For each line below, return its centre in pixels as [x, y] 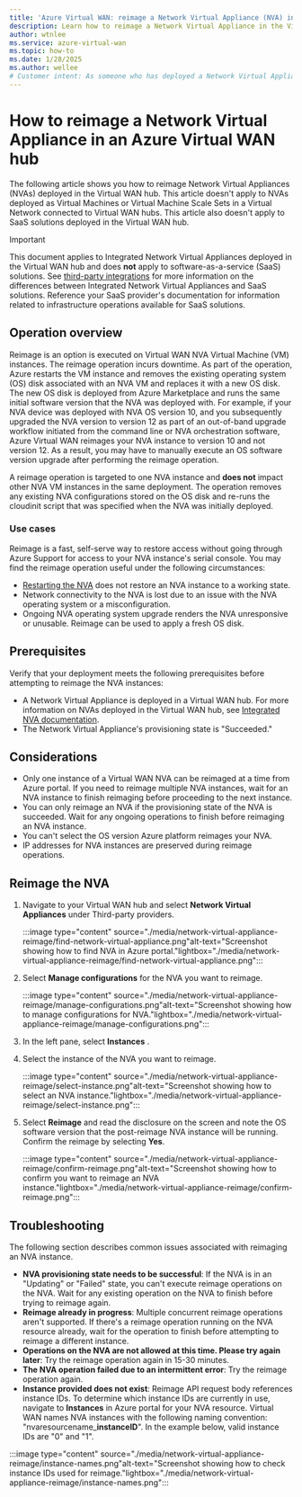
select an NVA [49, 1096]
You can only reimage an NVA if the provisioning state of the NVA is [147, 807]
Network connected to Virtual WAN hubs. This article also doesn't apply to [147, 212]
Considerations [53, 757]
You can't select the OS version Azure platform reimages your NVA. [147, 836]
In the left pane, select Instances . [86, 1042]
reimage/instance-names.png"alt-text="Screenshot [105, 1464]
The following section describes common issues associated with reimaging [148, 1247]
